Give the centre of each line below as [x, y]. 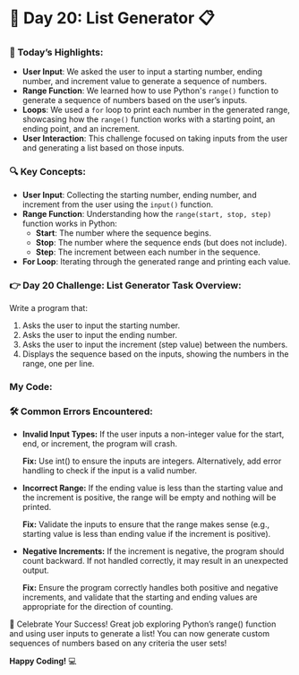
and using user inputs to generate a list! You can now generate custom [140, 634]
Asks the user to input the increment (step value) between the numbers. [155, 345]
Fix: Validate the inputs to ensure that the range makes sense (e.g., [146, 524]
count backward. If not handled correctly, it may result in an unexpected [155, 561]
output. [35, 570]
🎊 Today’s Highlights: [56, 53]
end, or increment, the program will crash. [99, 444]
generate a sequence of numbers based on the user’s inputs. [135, 100]
